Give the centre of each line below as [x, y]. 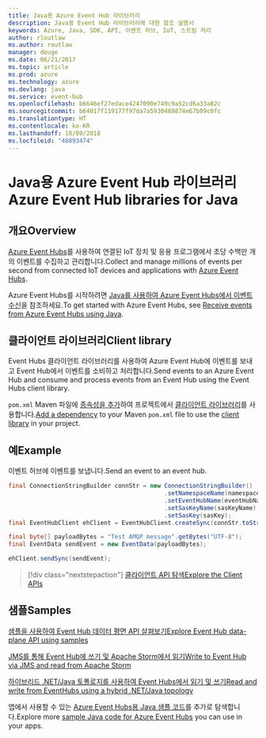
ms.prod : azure [33, 74]
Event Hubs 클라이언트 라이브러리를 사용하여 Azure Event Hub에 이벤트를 [123, 361]
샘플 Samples [40, 611]
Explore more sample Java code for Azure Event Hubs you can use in [129, 717]
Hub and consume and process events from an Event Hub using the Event [129, 380]
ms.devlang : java [37, 89]
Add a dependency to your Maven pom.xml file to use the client [137, 415]
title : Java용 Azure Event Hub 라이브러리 [74, 15]
